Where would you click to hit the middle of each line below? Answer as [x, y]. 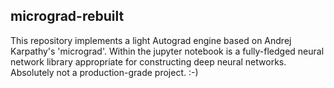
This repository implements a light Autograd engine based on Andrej [151, 40]
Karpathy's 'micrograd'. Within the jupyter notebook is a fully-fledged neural [167, 51]
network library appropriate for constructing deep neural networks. [148, 61]
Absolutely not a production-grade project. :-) [104, 72]
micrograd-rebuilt [67, 16]
